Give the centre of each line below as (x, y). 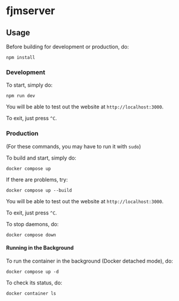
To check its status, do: (34, 282)
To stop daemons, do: (32, 224)
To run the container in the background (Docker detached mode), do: (89, 261)
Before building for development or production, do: (67, 47)
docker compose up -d (33, 272)
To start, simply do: (29, 85)
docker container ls (31, 293)
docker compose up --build (39, 190)
